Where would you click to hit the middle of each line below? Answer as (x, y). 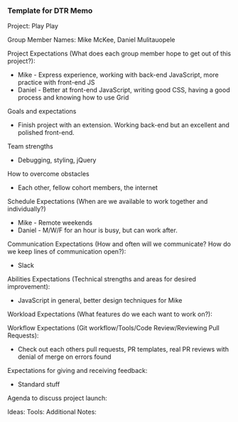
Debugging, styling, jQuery (57, 160)
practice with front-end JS (56, 82)
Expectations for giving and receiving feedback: (77, 371)
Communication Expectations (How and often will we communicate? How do (119, 244)
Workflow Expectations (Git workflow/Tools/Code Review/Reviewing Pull (114, 328)
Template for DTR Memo (50, 11)
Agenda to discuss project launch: (58, 398)
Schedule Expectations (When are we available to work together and (108, 202)
